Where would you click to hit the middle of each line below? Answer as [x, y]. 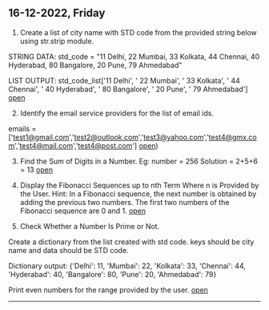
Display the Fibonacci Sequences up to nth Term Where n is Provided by [139, 185]
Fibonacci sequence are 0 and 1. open [83, 211]
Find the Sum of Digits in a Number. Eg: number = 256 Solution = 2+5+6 [139, 161]
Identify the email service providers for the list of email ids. [117, 113]
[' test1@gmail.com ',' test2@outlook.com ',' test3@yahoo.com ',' [109, 137]
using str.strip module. [57, 41]
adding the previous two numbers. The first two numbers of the [124, 202]
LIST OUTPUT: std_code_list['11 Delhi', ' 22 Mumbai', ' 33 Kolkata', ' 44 [124, 80]
